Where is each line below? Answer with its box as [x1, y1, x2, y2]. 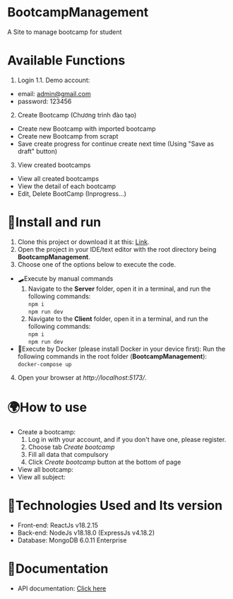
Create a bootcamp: [17, 427, 76, 436]
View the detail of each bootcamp [17, 182, 116, 190]
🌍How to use [7, 400, 87, 415]
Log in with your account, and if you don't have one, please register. [28, 435, 227, 443]
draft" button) [17, 146, 58, 156]
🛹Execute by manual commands [17, 274, 114, 283]
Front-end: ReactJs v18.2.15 [17, 521, 99, 529]
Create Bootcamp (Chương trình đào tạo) [17, 110, 137, 119]
